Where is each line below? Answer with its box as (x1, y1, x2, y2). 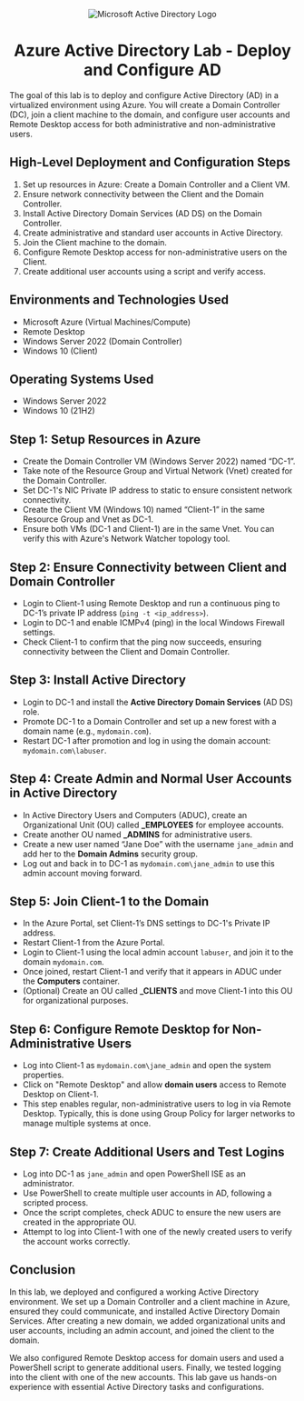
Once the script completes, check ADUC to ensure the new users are (22, 1207, 281, 1218)
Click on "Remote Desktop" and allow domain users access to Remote (22, 1079, 287, 1090)
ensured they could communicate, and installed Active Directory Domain (9, 1306, 280, 1316)
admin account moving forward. (22, 867, 142, 878)
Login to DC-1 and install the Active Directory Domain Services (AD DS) (22, 696, 293, 707)
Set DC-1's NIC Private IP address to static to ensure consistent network (22, 485, 293, 495)
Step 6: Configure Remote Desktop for (9, 1021, 230, 1036)
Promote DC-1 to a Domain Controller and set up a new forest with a (22, 716, 277, 726)
